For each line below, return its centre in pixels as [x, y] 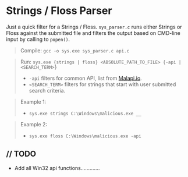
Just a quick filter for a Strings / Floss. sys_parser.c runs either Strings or [94, 27]
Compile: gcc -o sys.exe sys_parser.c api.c [75, 50]
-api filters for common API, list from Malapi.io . [85, 78]
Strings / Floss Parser [59, 11]
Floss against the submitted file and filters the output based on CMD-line [93, 33]
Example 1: [33, 102]
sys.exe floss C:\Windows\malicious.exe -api [85, 136]
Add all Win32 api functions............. [57, 168]
